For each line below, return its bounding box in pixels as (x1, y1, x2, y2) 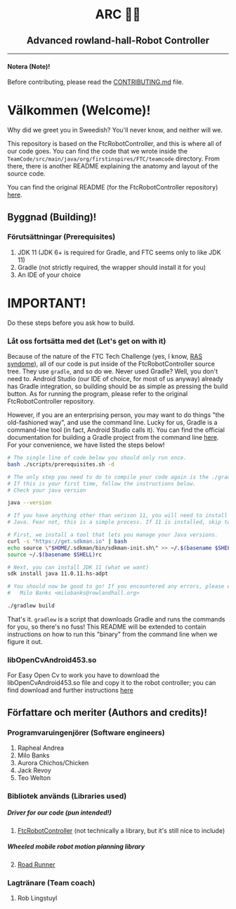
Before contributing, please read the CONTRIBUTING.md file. (7, 78, 184, 87)
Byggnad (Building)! (7, 211, 97, 223)
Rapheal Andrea (17, 743, 65, 752)
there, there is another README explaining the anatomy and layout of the (7, 162, 218, 171)
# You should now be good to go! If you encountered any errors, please (7, 583, 225, 590)
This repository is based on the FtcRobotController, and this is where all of (7, 140, 222, 148)
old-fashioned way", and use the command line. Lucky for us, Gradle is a (7, 419, 218, 427)
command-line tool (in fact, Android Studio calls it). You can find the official (7, 426, 225, 434)
